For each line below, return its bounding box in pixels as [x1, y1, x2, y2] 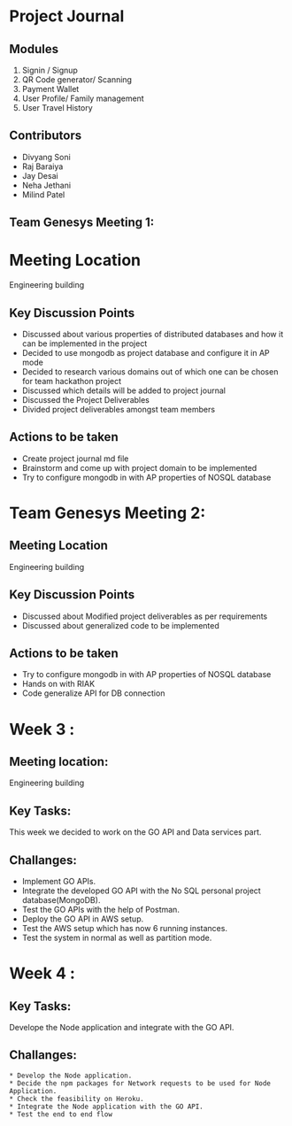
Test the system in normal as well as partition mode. [21, 932, 212, 944]
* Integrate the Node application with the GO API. [9, 1102, 204, 1111]
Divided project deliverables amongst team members [21, 404, 215, 414]
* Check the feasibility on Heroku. [9, 1094, 144, 1103]
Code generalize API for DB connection [21, 688, 165, 698]
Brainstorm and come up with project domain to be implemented [21, 462, 257, 473]
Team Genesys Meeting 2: [9, 503, 206, 523]
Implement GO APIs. [21, 876, 96, 887]
